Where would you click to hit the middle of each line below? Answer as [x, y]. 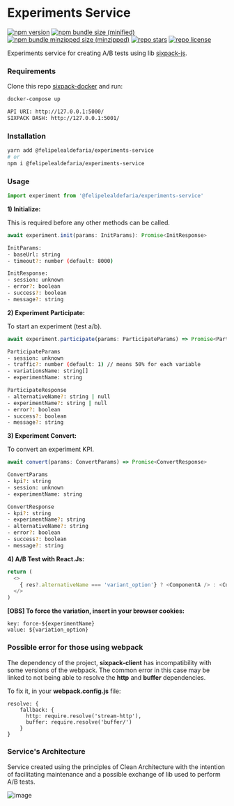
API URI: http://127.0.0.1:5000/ [56, 112]
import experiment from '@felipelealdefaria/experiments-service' [106, 196]
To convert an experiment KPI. [50, 449]
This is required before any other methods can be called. [89, 222]
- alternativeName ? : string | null [59, 396]
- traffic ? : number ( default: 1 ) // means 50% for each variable [104, 365]
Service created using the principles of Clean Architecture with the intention [116, 767]
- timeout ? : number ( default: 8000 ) [60, 261]
